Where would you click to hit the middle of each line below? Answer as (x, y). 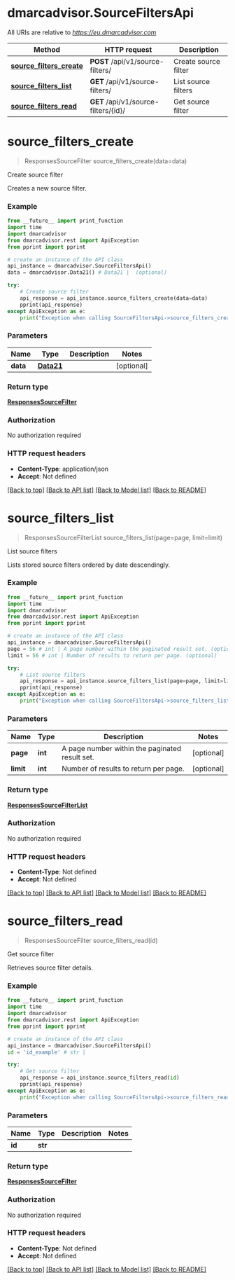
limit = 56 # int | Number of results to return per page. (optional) (112, 655)
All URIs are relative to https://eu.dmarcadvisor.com (82, 32)
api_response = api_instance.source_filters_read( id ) (100, 1078)
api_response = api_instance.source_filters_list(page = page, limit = (122, 681)
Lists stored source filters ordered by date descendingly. (89, 565)
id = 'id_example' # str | (47, 1052)
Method (47, 49)
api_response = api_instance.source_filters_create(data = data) (114, 298)
